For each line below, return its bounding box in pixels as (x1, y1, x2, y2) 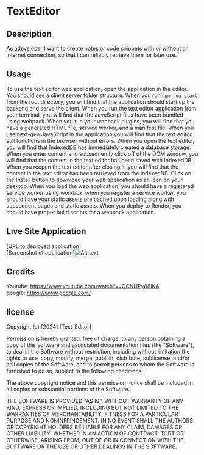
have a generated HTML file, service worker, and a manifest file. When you (6, 124, 194, 131)
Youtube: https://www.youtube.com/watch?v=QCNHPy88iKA (6, 283, 160, 290)
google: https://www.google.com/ (6, 289, 91, 297)
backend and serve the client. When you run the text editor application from (6, 104, 197, 112)
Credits (6, 267, 35, 277)
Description (6, 29, 52, 39)
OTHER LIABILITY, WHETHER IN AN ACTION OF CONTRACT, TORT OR (6, 430, 184, 437)
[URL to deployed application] (6, 242, 81, 250)
